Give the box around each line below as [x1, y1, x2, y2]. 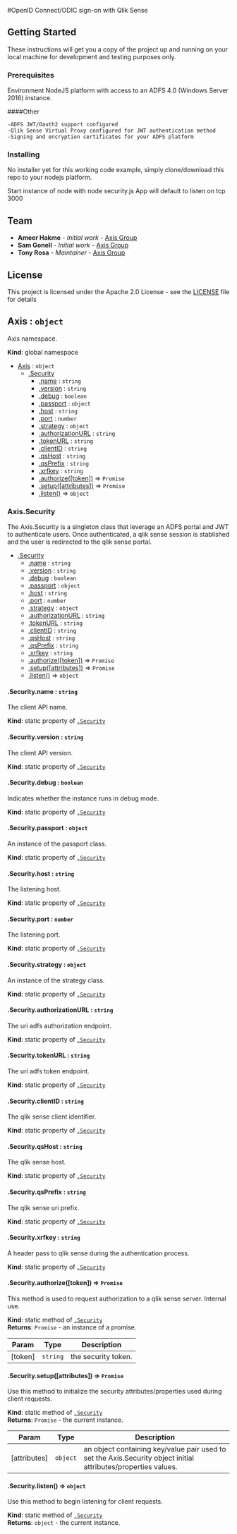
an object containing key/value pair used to [83, 1444, 226, 1454]
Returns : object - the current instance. [7, 1518, 121, 1527]
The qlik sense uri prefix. [7, 1203, 80, 1212]
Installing [7, 150, 40, 159]
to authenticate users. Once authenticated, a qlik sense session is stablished [7, 530, 230, 539]
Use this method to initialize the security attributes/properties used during [7, 1387, 222, 1396]
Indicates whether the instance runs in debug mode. [7, 793, 159, 803]
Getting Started [7, 26, 77, 38]
